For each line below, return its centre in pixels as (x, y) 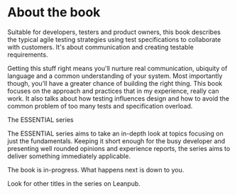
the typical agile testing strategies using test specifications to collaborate (114, 39)
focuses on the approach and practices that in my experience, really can (113, 91)
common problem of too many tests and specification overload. (100, 106)
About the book (54, 12)
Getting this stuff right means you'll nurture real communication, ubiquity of (117, 68)
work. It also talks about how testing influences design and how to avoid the (118, 98)
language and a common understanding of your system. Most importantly (115, 76)
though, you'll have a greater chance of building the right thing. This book (115, 83)
